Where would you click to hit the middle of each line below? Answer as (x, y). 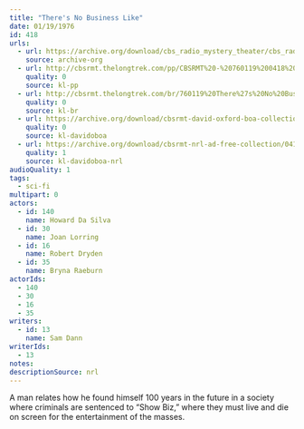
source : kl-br (52, 111)
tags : (19, 178)
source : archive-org (64, 60)
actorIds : (28, 279)
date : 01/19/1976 (42, 26)
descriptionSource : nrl (54, 372)
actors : (24, 204)
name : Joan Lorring (62, 237)
